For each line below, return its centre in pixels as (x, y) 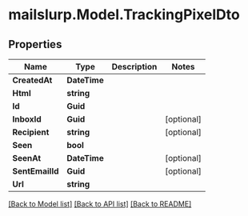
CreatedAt (32, 80)
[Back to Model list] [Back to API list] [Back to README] (100, 204)
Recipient (31, 132)
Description (134, 67)
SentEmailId (36, 171)
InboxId (27, 119)
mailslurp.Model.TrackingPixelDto (124, 15)
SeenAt (27, 158)
